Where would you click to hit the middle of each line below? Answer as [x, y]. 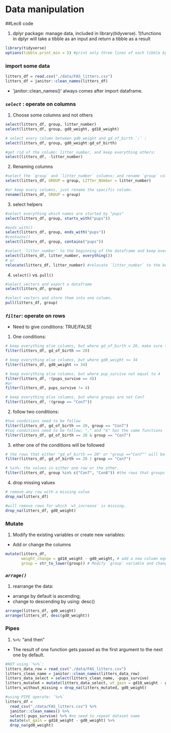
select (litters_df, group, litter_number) [51, 125]
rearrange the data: [33, 586]
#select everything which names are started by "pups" [65, 214]
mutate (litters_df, [26, 554]
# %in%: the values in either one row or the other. [62, 468]
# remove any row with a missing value [48, 492]
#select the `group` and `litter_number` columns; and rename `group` [82, 176]
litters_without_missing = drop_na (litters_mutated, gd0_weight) [76, 688]
